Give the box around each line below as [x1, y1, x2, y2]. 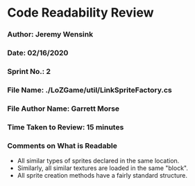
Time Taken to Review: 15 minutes [7, 122, 124, 132]
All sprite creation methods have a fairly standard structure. [17, 171, 187, 180]
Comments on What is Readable [7, 140, 118, 150]
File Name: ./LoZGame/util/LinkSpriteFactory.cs [7, 85, 172, 95]
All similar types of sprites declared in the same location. [17, 157, 180, 165]
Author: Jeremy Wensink [7, 30, 94, 39]
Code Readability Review [7, 5, 154, 21]
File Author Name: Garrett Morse [7, 104, 120, 113]
